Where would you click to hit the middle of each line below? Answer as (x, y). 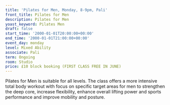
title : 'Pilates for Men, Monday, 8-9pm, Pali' (57, 10)
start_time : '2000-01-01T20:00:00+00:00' (50, 33)
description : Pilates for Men (37, 19)
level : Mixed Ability (28, 48)
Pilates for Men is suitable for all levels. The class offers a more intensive (81, 81)
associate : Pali (22, 52)
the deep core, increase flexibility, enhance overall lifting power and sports (83, 92)
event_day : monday (25, 43)
